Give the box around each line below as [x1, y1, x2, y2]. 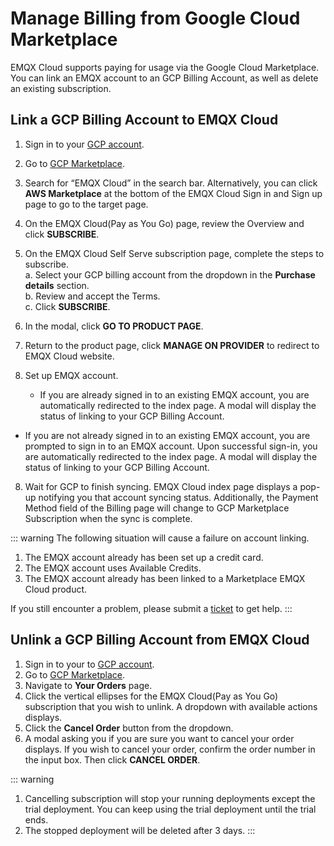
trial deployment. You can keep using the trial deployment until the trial [24, 803, 317, 815]
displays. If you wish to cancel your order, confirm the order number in [24, 743, 316, 755]
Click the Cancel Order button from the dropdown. [24, 722, 234, 734]
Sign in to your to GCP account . [24, 658, 155, 670]
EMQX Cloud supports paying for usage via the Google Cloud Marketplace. [10, 61, 320, 73]
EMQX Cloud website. [24, 350, 115, 362]
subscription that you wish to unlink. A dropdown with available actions [24, 700, 318, 712]
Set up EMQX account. [24, 369, 119, 381]
